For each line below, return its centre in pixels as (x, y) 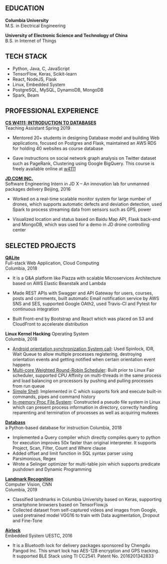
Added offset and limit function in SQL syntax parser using (73, 453)
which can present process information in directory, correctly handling (85, 407)
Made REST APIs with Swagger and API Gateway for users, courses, (83, 293)
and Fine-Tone (27, 521)
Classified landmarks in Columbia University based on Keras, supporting (87, 499)
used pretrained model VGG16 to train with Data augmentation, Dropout (86, 515)
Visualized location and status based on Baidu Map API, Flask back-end (86, 219)
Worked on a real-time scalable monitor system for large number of (82, 199)
